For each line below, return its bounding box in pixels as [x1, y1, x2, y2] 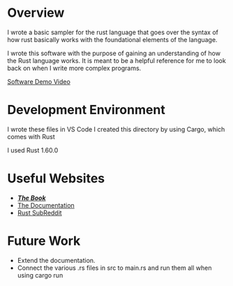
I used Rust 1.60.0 [7, 145, 59, 155]
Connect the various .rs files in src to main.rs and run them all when [17, 264, 212, 272]
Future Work [7, 233, 81, 249]
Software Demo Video [7, 77, 71, 85]
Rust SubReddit [17, 208, 62, 217]
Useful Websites [7, 171, 105, 187]
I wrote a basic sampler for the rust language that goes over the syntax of [7, 28, 218, 36]
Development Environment [7, 102, 165, 118]
